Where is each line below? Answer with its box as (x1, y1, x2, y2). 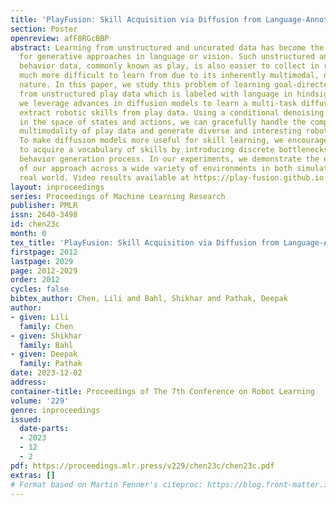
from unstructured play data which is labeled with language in (19, 89, 293, 99)
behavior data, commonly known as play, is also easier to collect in (19, 61, 320, 71)
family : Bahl (19, 340, 74, 350)
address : (10, 377, 47, 387)
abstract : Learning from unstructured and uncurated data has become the (10, 42, 325, 53)
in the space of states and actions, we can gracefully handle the (19, 117, 307, 127)
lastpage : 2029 (10, 256, 74, 266)
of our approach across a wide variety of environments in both (19, 163, 293, 173)
